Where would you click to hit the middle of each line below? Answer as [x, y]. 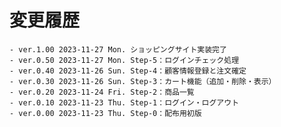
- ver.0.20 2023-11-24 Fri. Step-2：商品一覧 [102, 92]
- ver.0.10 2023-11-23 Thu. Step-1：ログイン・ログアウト [124, 102]
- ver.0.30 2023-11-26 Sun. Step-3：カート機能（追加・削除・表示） [143, 81]
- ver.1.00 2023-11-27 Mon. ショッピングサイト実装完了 [118, 49]
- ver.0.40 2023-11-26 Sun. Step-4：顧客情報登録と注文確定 [128, 71]
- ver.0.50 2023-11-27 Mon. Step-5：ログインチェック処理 [124, 60]
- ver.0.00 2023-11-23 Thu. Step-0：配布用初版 [105, 113]
